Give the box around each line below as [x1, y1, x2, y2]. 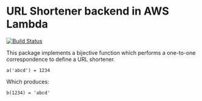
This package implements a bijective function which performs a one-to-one [6, 49, 196, 56]
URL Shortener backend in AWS [6, 4, 169, 18]
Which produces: [6, 78, 50, 85]
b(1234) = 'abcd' [6, 89, 50, 96]
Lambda [6, 17, 49, 31]
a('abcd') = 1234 [6, 67, 50, 74]
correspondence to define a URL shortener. [6, 55, 116, 63]
